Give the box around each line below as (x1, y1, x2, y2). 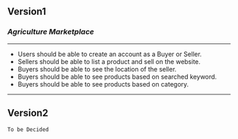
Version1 (7, 6, 47, 18)
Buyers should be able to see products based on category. (17, 79, 189, 88)
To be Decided (7, 126, 50, 133)
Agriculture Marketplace (7, 27, 94, 37)
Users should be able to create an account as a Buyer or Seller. (17, 50, 202, 58)
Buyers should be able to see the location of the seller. (17, 65, 177, 73)
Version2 (7, 107, 49, 119)
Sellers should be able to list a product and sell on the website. (17, 57, 200, 66)
